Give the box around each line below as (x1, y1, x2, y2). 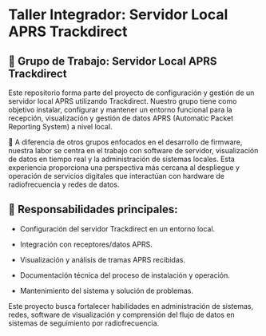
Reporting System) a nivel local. (8, 122, 113, 131)
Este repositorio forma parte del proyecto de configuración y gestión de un (8, 88, 255, 97)
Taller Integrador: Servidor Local (8, 6, 228, 24)
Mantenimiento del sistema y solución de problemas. (19, 286, 194, 295)
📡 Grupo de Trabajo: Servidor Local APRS (8, 54, 217, 68)
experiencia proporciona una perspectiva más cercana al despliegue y (8, 163, 240, 172)
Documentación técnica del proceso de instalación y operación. (19, 270, 230, 280)
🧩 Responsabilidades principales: (8, 203, 178, 216)
